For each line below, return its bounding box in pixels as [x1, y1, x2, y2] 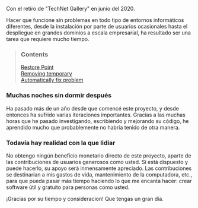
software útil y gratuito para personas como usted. [6, 184, 130, 191]
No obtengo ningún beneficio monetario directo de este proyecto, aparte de [6, 152, 191, 159]
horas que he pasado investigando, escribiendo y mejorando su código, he [6, 117, 189, 124]
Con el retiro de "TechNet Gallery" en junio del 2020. [6, 5, 135, 12]
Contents [20, 50, 49, 58]
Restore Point [20, 64, 54, 71]
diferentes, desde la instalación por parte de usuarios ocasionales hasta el [6, 23, 188, 30]
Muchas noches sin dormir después [6, 92, 111, 100]
